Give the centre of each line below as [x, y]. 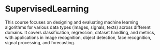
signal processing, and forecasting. [40, 42]
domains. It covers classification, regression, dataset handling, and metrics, [80, 32]
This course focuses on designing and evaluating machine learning [72, 22]
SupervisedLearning [47, 9]
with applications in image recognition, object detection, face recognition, [78, 37]
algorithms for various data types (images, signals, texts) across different [78, 27]
